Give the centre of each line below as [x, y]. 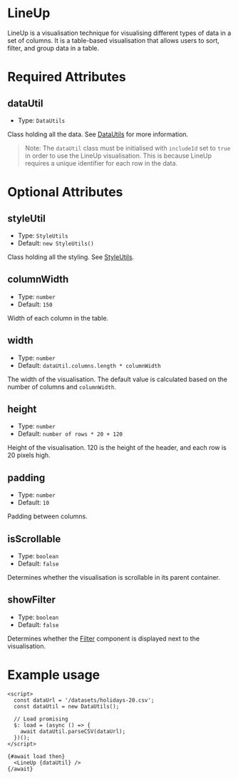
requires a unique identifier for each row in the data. [101, 163]
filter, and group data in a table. [53, 48]
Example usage [54, 675]
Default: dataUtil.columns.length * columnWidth [89, 365]
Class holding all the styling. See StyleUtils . [71, 257]
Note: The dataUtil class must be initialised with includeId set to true [128, 148]
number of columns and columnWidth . [62, 386]
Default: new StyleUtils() [56, 243]
